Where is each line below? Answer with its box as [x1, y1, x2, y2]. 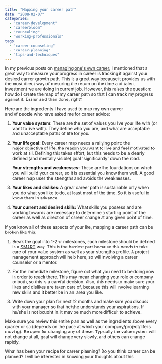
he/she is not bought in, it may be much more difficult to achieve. [12, 309, 142, 315]
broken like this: [5, 229, 37, 235]
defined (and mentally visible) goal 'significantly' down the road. [12, 156, 140, 162]
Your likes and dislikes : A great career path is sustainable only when [12, 185, 149, 191]
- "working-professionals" [9, 34, 64, 39]
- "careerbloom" [9, 25, 42, 30]
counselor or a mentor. [12, 259, 58, 265]
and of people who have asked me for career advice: [5, 111, 110, 117]
